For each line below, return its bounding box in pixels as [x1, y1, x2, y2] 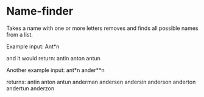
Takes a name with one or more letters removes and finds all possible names [6, 24, 199, 32]
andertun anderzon [6, 84, 55, 92]
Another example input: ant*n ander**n [6, 66, 105, 74]
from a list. [6, 31, 33, 38]
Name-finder [6, 4, 74, 18]
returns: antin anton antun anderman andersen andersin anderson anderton [6, 78, 196, 85]
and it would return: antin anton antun [6, 54, 100, 62]
